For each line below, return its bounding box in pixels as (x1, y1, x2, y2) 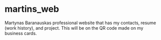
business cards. (4, 30, 37, 36)
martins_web (4, 3, 59, 15)
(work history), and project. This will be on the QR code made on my (4, 25, 144, 31)
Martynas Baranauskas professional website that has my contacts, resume (4, 20, 157, 26)
